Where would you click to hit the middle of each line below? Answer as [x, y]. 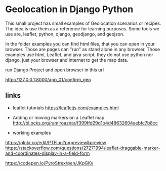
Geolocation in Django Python [69, 9]
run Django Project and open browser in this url [55, 70]
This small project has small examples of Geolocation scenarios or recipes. [83, 23]
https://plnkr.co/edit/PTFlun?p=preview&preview [56, 142]
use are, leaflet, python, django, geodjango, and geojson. [65, 34]
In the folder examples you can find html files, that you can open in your [80, 44]
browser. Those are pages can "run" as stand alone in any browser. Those [83, 49]
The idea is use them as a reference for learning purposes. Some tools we [82, 28]
